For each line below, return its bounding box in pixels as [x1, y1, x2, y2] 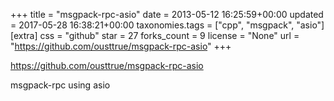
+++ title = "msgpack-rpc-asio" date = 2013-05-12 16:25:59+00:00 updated [10, 9, 324, 20]
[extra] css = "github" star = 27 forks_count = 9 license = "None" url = [10, 30, 300, 41]
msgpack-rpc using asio [10, 79, 111, 91]
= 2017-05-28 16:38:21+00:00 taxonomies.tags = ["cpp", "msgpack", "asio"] [10, 19, 325, 31]
